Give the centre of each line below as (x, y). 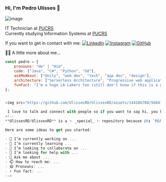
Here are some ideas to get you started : (48, 130)
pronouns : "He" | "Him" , (40, 66)
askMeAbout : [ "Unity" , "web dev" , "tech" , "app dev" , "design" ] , (83, 76)
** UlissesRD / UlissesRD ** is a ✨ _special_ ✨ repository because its (78, 121)
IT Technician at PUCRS (29, 28)
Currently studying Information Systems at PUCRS (56, 34)
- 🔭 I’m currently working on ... (41, 139)
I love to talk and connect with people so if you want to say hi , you (83, 112)
